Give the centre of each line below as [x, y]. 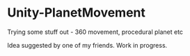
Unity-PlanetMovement [77, 13]
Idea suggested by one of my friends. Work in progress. [87, 45]
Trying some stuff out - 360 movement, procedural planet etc [95, 32]
